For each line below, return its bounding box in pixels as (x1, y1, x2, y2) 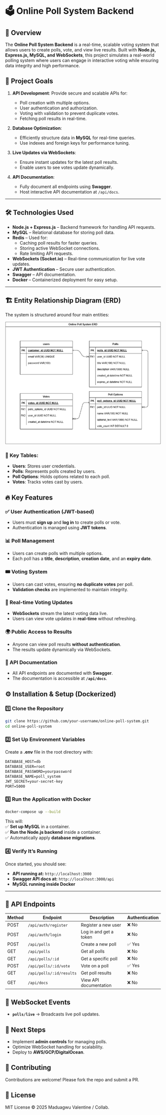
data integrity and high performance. (5, 63, 80, 68)
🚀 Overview (5, 28, 41, 37)
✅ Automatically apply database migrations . (5, 835, 96, 841)
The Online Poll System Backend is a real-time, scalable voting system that (5, 42, 159, 48)
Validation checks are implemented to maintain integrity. (12, 587, 128, 593)
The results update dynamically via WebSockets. (12, 647, 112, 653)
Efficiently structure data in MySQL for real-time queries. (19, 135, 136, 141)
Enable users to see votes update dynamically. (19, 164, 115, 170)
